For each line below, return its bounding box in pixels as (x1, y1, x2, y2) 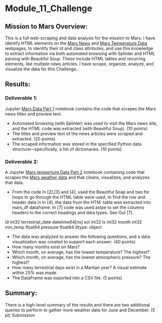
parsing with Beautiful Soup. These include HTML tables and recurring (5, 56, 146, 61)
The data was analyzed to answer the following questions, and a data (12, 234, 150, 239)
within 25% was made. (12, 270, 58, 275)
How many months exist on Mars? (12, 244, 80, 250)
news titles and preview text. (5, 111, 62, 117)
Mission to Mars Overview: (5, 22, 88, 31)
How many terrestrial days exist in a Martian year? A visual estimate (12, 264, 147, 270)
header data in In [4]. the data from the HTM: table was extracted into (12, 199, 151, 205)
